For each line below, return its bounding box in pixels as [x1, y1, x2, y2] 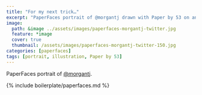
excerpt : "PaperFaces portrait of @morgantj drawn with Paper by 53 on [6, 14, 189, 20]
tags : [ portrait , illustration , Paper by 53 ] [6, 54, 122, 60]
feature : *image [11, 31, 52, 37]
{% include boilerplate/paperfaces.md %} [6, 82, 110, 89]
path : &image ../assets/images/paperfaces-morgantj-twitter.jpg [11, 25, 176, 32]
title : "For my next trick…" [6, 8, 79, 15]
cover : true [11, 37, 42, 43]
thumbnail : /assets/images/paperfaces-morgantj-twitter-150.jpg [11, 43, 176, 49]
